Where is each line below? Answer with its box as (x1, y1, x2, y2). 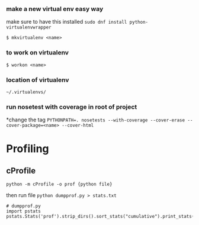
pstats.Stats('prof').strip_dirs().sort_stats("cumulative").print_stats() (6, 214, 197, 220)
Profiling (6, 142, 49, 156)
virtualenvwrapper (6, 24, 52, 31)
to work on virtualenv (6, 49, 69, 57)
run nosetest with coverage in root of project (6, 102, 137, 111)
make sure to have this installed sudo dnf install (6, 18, 127, 25)
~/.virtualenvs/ (6, 89, 46, 95)
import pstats (6, 208, 41, 214)
